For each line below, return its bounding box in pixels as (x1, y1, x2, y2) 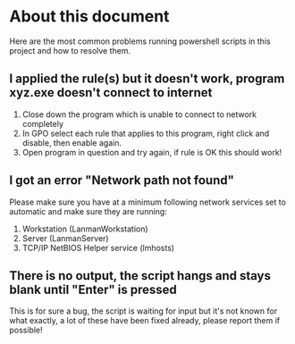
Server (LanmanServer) (21, 232, 109, 243)
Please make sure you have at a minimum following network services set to (9, 197, 286, 207)
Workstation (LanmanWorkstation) (21, 223, 149, 234)
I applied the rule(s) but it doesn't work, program (9, 71, 285, 87)
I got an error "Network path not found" (9, 172, 235, 189)
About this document (9, 6, 170, 27)
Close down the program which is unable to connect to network (21, 109, 257, 120)
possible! (9, 324, 43, 336)
